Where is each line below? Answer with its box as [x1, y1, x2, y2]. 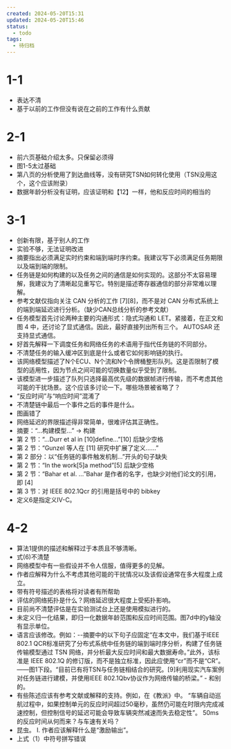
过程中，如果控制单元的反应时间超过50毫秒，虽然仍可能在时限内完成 [22, 700, 219, 708]
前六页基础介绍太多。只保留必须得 [16, 153, 114, 161]
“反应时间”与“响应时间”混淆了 [16, 392, 101, 400]
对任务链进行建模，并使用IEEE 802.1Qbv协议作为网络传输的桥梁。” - [16, 674, 207, 682]
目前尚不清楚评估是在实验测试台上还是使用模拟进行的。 [16, 604, 174, 613]
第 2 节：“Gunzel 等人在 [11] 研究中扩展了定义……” [16, 444, 159, 452]
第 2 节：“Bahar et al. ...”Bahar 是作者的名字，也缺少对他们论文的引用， [16, 469, 220, 478]
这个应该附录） [28, 179, 72, 187]
